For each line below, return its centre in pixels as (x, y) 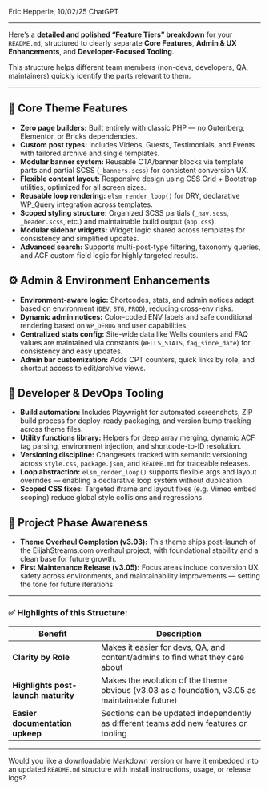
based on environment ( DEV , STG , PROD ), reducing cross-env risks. (126, 308)
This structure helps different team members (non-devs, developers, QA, (128, 67)
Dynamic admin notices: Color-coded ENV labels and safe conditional (136, 316)
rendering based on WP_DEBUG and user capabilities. (104, 325)
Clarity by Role (41, 657)
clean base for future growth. (68, 559)
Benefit (53, 634)
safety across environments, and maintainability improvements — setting (140, 576)
